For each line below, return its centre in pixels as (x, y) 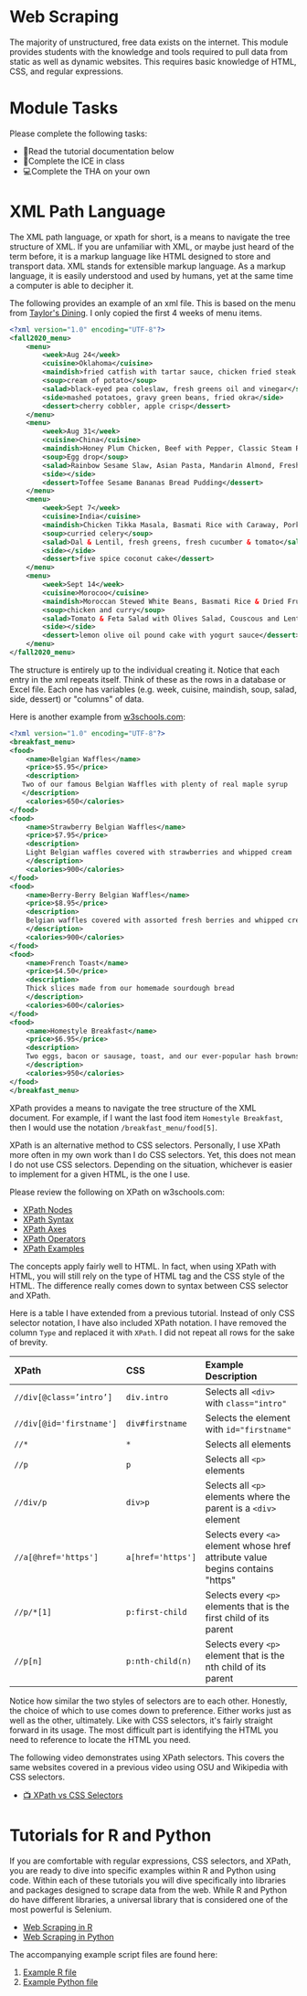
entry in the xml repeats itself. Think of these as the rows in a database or (148, 679)
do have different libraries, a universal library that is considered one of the (149, 1899)
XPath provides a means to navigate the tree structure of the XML (133, 1108)
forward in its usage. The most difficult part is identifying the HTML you (144, 1730)
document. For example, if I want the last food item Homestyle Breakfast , (146, 1118)
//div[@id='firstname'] (66, 1423)
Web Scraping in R (58, 1927)
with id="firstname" (249, 1429)
